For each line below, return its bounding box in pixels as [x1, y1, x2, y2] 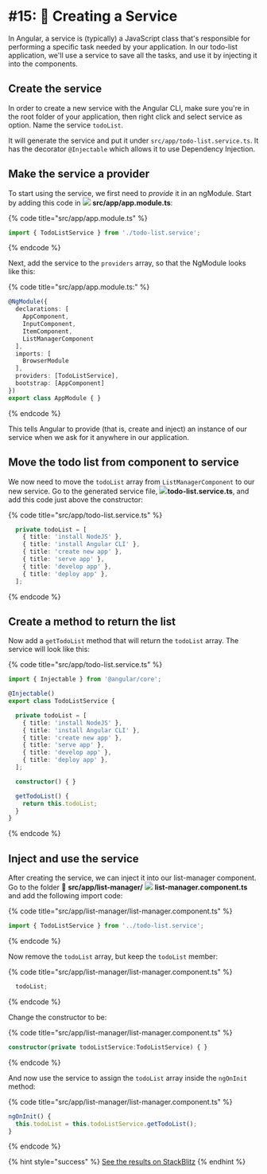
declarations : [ [15, 305, 69, 313]
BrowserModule [22, 357, 69, 365]
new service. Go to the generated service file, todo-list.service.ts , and [8, 486, 250, 496]
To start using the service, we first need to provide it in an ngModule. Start [8, 188, 252, 198]
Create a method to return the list [8, 614, 176, 628]
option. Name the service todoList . [8, 120, 124, 130]
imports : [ [15, 350, 52, 358]
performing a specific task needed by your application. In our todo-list [8, 41, 238, 51]
